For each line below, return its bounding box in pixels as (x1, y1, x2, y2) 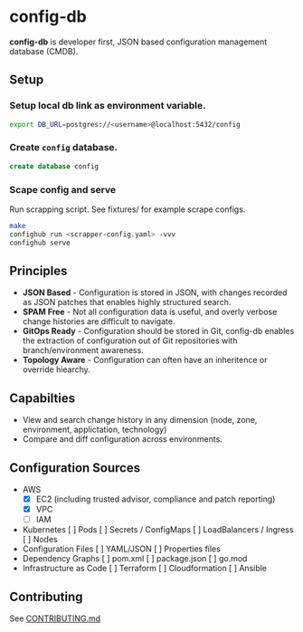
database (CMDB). (9, 45, 79, 56)
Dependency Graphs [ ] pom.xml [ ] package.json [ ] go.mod (22, 553, 248, 564)
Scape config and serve (9, 183, 117, 196)
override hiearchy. (22, 364, 90, 375)
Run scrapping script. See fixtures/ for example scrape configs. (9, 204, 246, 215)
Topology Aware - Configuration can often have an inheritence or (22, 355, 268, 366)
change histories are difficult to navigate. (22, 316, 175, 327)
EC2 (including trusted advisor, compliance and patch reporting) (35, 493, 276, 504)
